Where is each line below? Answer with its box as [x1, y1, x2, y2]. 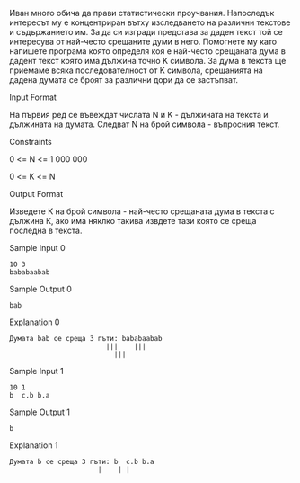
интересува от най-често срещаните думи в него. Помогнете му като [9, 36, 278, 47]
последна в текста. [9, 225, 83, 236]
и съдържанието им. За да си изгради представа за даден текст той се [9, 27, 283, 37]
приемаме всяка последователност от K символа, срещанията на [9, 65, 263, 76]
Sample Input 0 [9, 243, 66, 253]
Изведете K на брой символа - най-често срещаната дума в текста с [9, 206, 275, 217]
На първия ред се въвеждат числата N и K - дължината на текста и [9, 110, 269, 120]
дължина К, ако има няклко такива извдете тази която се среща [9, 216, 257, 226]
